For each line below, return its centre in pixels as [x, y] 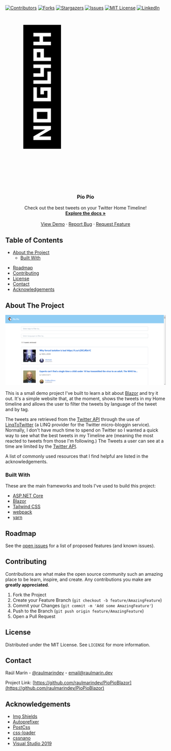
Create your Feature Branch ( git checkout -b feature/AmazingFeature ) [87, 600]
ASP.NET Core [28, 496]
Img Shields [25, 716]
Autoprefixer [26, 722]
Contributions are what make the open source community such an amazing [84, 574]
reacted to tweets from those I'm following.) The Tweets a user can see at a [84, 441]
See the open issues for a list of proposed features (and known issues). [80, 546]
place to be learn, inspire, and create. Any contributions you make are [78, 579]
